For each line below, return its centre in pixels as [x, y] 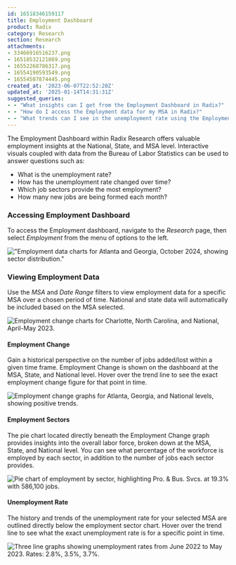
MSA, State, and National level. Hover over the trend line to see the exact [113, 375]
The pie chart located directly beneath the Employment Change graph [109, 435]
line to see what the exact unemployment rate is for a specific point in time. [116, 533]
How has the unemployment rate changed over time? [94, 182]
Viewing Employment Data [53, 277]
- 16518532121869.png [39, 60]
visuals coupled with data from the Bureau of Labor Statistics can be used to [118, 153]
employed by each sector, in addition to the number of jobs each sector [111, 457]
